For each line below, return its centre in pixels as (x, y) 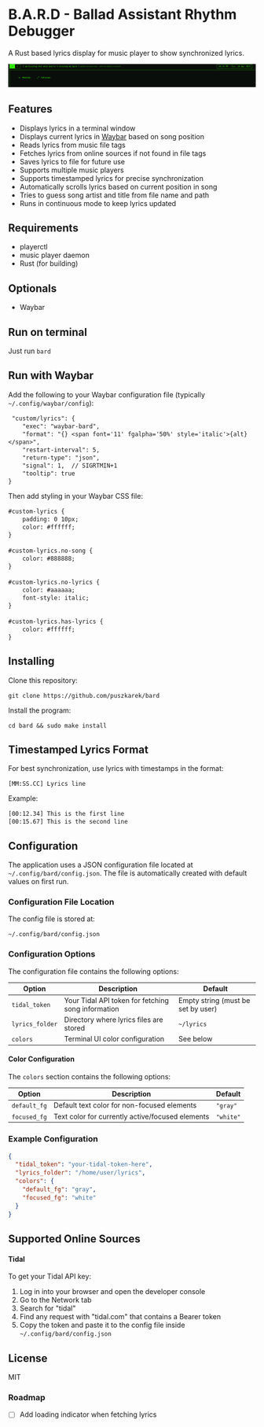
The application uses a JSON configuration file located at (101, 865)
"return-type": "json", (61, 458)
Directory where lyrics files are (114, 1020)
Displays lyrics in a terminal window (77, 128)
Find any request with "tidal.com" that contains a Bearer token (120, 1317)
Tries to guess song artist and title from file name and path (114, 195)
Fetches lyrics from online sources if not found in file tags (113, 153)
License (28, 1358)
